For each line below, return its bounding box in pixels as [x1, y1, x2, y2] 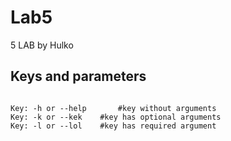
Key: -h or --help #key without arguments [10, 103, 217, 113]
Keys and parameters [10, 68, 147, 85]
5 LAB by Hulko [10, 39, 74, 51]
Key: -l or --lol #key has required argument [10, 121, 217, 131]
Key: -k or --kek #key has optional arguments [10, 112, 222, 122]
